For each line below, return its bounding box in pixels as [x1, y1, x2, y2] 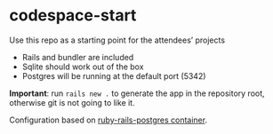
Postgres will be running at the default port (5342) [21, 70, 206, 81]
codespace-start [9, 5, 137, 26]
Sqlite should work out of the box [21, 61, 144, 72]
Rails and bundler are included [21, 51, 134, 62]
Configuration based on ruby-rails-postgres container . [9, 114, 207, 125]
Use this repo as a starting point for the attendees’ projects [9, 35, 225, 45]
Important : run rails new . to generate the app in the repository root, [9, 88, 265, 99]
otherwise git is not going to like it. [9, 97, 135, 107]
